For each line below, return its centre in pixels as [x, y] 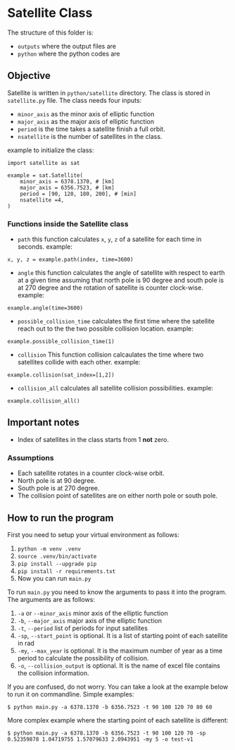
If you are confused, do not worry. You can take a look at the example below [118, 687]
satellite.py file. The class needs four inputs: [75, 100]
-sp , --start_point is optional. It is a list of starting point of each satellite [122, 635]
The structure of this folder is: [50, 32]
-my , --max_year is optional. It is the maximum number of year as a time [120, 651]
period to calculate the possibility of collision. [83, 658]
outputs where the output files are [66, 46]
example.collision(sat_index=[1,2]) [61, 375]
